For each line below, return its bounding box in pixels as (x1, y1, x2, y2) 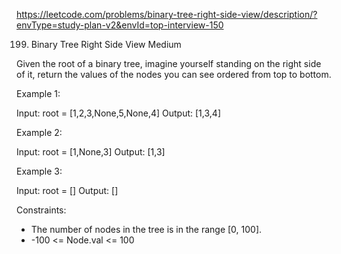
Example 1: (16, 88, 61, 99)
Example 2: (16, 127, 63, 138)
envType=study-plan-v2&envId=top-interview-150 (16, 19, 224, 31)
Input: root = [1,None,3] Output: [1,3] (16, 146, 166, 158)
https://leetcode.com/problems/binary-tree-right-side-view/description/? (16, 9, 318, 20)
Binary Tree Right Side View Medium (30, 39, 182, 50)
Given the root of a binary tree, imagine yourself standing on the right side (16, 58, 322, 69)
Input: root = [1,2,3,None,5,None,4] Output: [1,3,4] (16, 107, 221, 119)
